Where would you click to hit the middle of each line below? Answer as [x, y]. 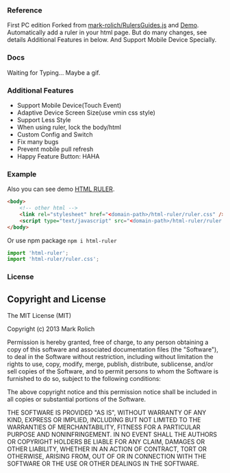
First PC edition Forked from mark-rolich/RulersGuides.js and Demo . [103, 25]
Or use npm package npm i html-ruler [62, 240]
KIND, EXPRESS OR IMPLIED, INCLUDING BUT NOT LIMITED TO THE [104, 420]
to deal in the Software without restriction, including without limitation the [110, 357]
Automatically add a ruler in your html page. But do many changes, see [107, 32]
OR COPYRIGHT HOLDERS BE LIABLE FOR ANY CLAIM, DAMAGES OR [106, 442]
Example [22, 174]
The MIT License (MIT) [39, 316]
